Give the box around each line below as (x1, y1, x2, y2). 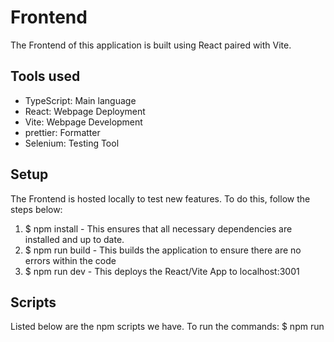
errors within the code (24, 254, 117, 266)
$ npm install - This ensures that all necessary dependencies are (24, 222, 293, 235)
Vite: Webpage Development (24, 116, 143, 128)
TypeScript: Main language (24, 94, 137, 106)
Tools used (10, 68, 81, 85)
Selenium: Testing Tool (24, 137, 120, 149)
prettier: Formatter (24, 126, 101, 138)
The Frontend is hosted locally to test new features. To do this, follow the (10, 192, 311, 205)
